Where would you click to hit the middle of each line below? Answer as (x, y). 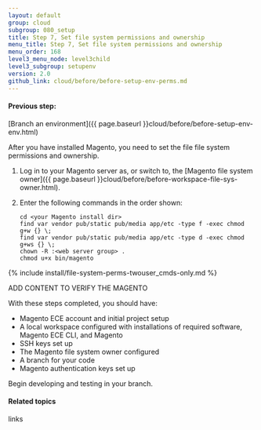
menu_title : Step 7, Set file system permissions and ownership (115, 45)
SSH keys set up (46, 343)
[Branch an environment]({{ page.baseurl (75, 123)
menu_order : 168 (34, 52)
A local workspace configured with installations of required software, (131, 326)
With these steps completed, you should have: (83, 303)
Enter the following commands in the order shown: (101, 202)
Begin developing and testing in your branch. (81, 383)
